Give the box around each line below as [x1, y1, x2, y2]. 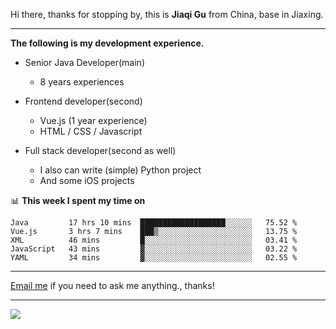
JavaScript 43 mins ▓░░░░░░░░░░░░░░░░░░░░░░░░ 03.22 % [10, 244, 298, 254]
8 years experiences [39, 76, 125, 88]
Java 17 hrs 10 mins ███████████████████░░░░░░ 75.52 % [10, 218, 298, 228]
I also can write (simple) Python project [39, 164, 202, 176]
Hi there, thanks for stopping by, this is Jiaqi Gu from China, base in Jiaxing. [10, 9, 324, 20]
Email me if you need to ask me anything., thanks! [10, 280, 215, 291]
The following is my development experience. [10, 37, 205, 49]
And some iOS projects [39, 175, 135, 186]
